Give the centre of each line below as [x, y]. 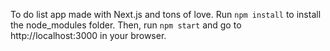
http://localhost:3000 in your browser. [88, 35]
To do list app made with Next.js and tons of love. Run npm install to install [166, 14]
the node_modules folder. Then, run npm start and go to [126, 25]
